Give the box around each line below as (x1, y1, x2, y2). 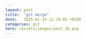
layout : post (5, 7, 33, 13)
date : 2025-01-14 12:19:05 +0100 (5, 17, 81, 22)
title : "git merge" (5, 12, 50, 17)
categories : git (5, 21, 40, 27)
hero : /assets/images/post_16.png (5, 26, 79, 31)
